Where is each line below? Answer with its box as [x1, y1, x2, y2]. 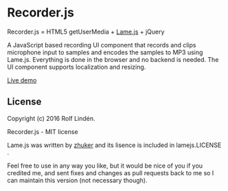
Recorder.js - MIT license [7, 127, 78, 135]
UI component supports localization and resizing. [7, 63, 146, 71]
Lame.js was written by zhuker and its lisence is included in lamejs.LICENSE [7, 141, 222, 149]
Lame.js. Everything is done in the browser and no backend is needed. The [7, 55, 219, 63]
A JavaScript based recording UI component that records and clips [7, 41, 196, 49]
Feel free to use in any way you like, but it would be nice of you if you [7, 161, 203, 170]
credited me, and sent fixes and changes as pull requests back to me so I [7, 168, 214, 177]
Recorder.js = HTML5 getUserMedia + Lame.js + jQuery [7, 27, 165, 36]
